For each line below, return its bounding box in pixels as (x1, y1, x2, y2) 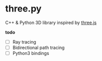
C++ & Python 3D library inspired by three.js (5, 19, 97, 25)
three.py (5, 3, 42, 14)
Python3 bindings (12, 50, 49, 56)
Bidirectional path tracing (12, 44, 65, 50)
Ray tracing (12, 38, 37, 45)
